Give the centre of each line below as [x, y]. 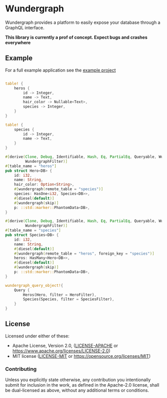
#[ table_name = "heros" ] [31, 166]
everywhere [18, 42]
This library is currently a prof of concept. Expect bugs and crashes [76, 37]
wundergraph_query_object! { [34, 285]
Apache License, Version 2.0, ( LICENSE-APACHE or [65, 345]
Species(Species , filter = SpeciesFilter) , [69, 299]
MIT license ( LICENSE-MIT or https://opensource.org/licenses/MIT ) [81, 356]
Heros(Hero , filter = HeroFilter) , [60, 295]
